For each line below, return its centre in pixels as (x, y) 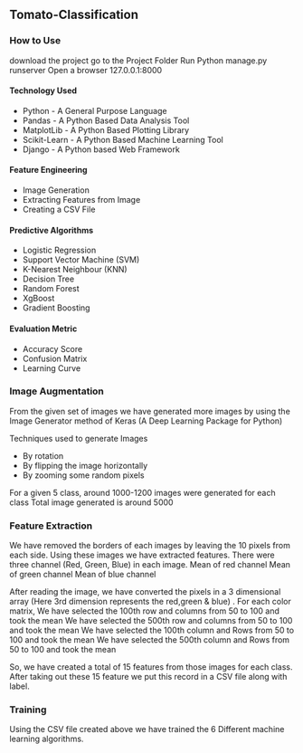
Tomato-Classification (74, 15)
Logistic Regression (59, 250)
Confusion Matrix (55, 358)
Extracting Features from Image (81, 200)
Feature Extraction (51, 526)
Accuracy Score (52, 348)
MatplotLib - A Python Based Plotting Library (106, 129)
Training (28, 710)
